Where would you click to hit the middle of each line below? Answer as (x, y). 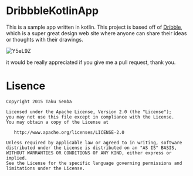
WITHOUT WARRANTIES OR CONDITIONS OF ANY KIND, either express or (89, 153)
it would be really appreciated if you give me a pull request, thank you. (91, 62)
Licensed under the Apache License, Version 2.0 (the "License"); (89, 112)
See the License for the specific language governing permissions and (94, 163)
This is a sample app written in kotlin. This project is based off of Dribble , (94, 27)
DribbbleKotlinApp (52, 11)
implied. (17, 158)
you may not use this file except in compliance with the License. (90, 117)
